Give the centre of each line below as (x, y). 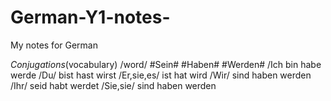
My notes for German (54, 45)
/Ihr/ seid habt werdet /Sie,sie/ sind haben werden (113, 85)
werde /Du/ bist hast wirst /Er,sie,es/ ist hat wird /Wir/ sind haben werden (161, 75)
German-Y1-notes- (90, 17)
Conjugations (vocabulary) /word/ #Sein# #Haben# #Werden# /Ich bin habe (166, 64)
